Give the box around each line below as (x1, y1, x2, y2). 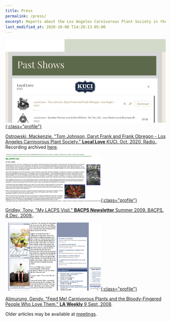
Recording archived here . (5, 144, 59, 150)
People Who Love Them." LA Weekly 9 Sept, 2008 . (5, 301, 113, 307)
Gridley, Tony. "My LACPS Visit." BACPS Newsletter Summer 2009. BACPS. (5, 207, 164, 213)
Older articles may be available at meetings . (5, 311, 97, 317)
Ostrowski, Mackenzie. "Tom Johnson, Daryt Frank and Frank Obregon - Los (5, 133, 166, 139)
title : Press (5, 8, 33, 13)
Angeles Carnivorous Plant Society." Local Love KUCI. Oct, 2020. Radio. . (5, 138, 158, 144)
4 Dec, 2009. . (5, 212, 34, 218)
